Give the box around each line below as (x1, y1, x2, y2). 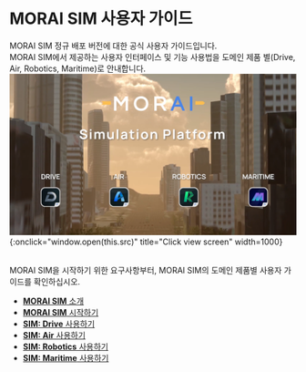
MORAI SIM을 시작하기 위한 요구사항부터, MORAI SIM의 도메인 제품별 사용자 (9, 265, 282, 276)
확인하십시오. (33, 276, 80, 287)
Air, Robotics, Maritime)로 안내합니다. (9, 63, 147, 74)
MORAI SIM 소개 (22, 295, 85, 306)
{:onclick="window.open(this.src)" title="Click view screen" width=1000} (9, 236, 283, 247)
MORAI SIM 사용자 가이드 (9, 8, 193, 29)
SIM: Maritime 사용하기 (22, 353, 109, 364)
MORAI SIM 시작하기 (22, 307, 99, 318)
